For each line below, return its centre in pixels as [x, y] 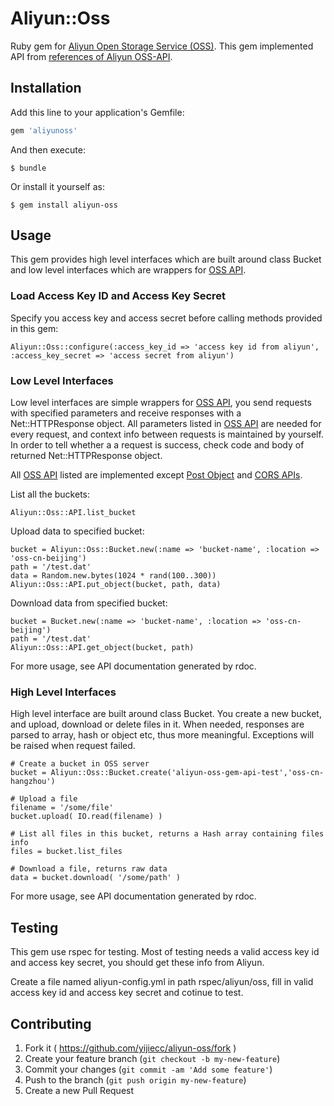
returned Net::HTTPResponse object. [86, 456]
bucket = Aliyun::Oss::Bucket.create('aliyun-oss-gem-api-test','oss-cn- [167, 773]
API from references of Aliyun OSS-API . [91, 56]
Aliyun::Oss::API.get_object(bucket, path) [102, 648]
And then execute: [48, 149]
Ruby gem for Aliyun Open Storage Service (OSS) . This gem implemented [162, 46]
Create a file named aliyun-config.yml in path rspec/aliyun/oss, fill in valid [162, 982]
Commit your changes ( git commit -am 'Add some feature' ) [148, 1069]
